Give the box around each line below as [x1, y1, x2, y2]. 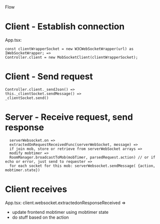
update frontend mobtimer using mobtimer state [12, 209, 108, 215]
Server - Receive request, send [5, 112, 133, 123]
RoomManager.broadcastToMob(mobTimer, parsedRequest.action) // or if [9, 155, 156, 160]
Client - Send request [5, 71, 93, 82]
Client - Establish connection [5, 21, 125, 32]
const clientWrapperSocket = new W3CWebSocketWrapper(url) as [5, 46, 134, 51]
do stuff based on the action [12, 214, 69, 220]
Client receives [5, 184, 67, 194]
